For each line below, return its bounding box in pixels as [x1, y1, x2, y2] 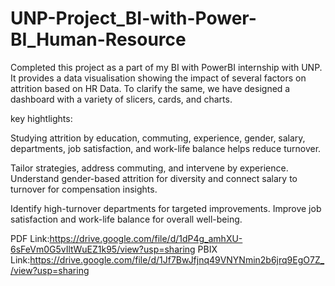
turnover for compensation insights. [10, 183, 158, 195]
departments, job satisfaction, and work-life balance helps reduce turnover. [10, 142, 322, 154]
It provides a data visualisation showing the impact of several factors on [10, 72, 307, 84]
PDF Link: [10, 232, 50, 244]
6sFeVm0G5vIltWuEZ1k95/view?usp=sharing [10, 243, 196, 255]
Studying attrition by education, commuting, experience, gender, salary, [10, 132, 306, 144]
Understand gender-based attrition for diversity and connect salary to [10, 172, 298, 184]
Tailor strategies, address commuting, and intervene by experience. [10, 162, 289, 174]
